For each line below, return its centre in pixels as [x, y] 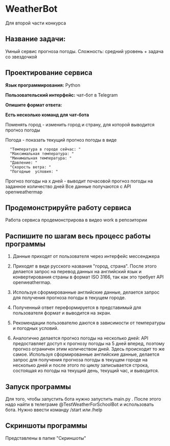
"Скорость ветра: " [31, 167]
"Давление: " [24, 163]
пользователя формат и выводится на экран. [62, 313]
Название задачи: [35, 39]
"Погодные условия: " [34, 171]
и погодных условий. [35, 328]
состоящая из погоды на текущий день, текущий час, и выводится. [86, 371]
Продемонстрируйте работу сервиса [68, 208]
